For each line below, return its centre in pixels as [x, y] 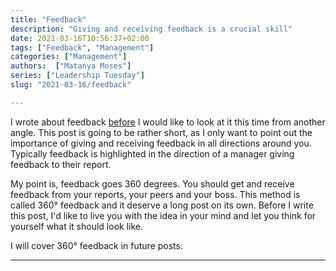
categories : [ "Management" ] [69, 57]
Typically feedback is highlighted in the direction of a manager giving [152, 153]
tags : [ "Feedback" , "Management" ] [82, 47]
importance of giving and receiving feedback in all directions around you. [161, 143]
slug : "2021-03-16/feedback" [71, 85]
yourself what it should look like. [77, 226]
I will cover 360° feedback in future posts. [96, 245]
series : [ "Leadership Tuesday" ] [77, 76]
